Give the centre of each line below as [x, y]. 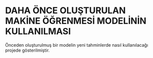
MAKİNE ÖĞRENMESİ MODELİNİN [76, 21]
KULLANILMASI [38, 31]
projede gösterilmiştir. [27, 50]
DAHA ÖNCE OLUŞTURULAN [65, 11]
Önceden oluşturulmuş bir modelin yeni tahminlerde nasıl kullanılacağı [76, 45]
